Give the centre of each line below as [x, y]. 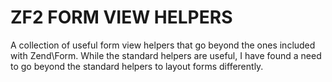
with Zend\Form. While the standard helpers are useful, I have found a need [166, 55]
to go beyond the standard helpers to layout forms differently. [137, 66]
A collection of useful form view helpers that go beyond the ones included [163, 45]
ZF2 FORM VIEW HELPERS [121, 17]
